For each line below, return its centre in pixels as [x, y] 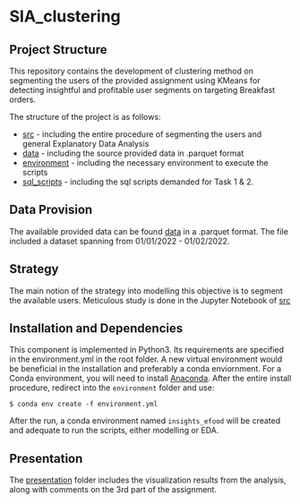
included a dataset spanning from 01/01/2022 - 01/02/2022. [120, 241]
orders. [22, 99]
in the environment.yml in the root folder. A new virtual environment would [146, 359]
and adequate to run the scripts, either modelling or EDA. [114, 431]
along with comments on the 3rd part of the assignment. [113, 490]
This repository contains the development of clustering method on [131, 71]
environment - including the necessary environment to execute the [145, 162]
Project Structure [58, 50]
